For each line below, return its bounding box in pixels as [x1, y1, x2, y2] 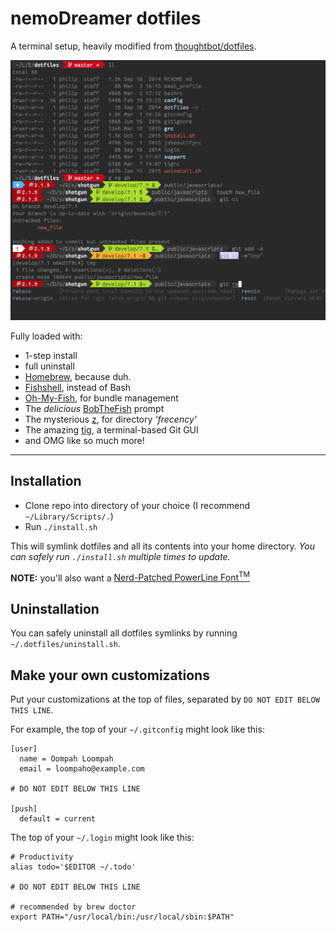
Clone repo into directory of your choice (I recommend [24, 499, 251, 511]
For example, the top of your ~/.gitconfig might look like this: [10, 723, 265, 735]
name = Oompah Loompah [19, 753, 114, 764]
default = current [19, 813, 97, 824]
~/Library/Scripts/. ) [24, 510, 114, 522]
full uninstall [24, 360, 75, 372]
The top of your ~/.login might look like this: [10, 831, 195, 843]
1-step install [24, 349, 78, 361]
